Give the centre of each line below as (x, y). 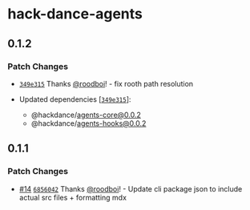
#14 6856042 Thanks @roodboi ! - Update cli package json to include (131, 188)
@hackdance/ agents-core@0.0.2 (86, 115)
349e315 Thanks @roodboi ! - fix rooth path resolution (106, 83)
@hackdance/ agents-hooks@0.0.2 (89, 123)
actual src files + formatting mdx (73, 197)
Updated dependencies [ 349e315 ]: (75, 99)
